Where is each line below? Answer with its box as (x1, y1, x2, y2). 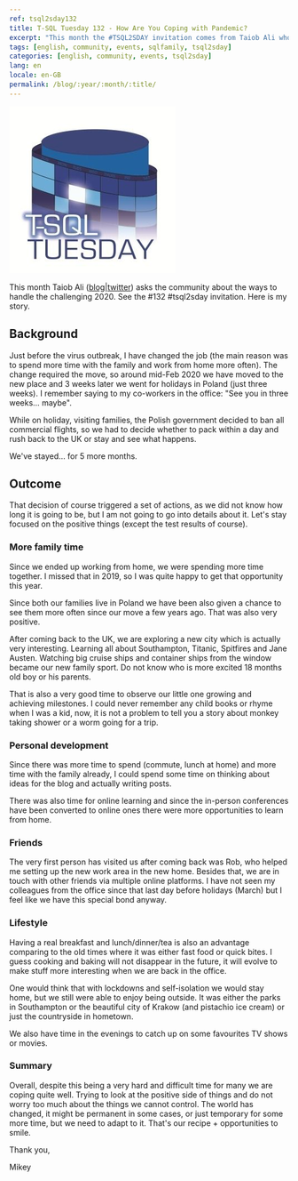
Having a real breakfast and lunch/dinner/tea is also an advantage (9, 936, 250, 947)
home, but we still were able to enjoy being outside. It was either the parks (9, 992, 281, 1002)
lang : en (9, 61, 42, 70)
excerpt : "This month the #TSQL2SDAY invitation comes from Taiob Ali (9, 33, 276, 42)
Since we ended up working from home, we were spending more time (9, 561, 264, 572)
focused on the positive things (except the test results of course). (9, 518, 248, 529)
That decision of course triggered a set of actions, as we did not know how (9, 500, 284, 510)
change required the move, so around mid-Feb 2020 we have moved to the (9, 369, 284, 380)
